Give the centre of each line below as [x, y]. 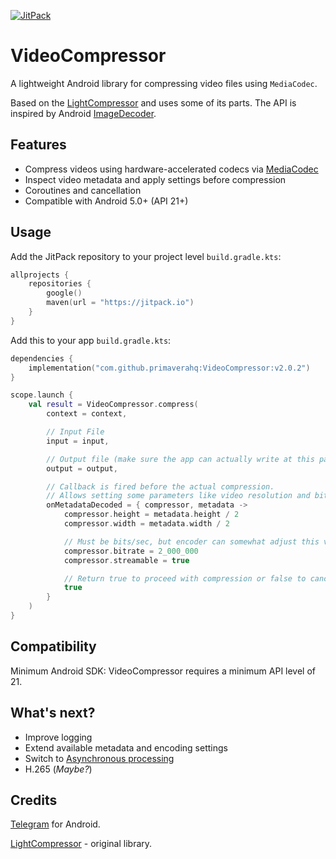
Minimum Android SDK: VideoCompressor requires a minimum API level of [163, 671]
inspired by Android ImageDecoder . [83, 113]
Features [38, 145]
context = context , [87, 414]
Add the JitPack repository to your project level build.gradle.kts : [146, 256]
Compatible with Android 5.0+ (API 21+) [106, 201]
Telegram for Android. [55, 824]
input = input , [78, 441]
